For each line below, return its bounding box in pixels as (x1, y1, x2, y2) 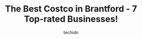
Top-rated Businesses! (24, 13, 118, 25)
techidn (63, 29, 79, 35)
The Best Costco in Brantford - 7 (5, 3, 137, 14)
